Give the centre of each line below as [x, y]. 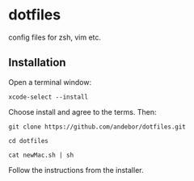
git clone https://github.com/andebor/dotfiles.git [97, 127]
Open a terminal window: [50, 82]
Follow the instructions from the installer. [76, 170]
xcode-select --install [48, 97]
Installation [37, 63]
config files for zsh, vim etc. [55, 37]
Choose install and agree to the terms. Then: [82, 112]
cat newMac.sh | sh [41, 155]
